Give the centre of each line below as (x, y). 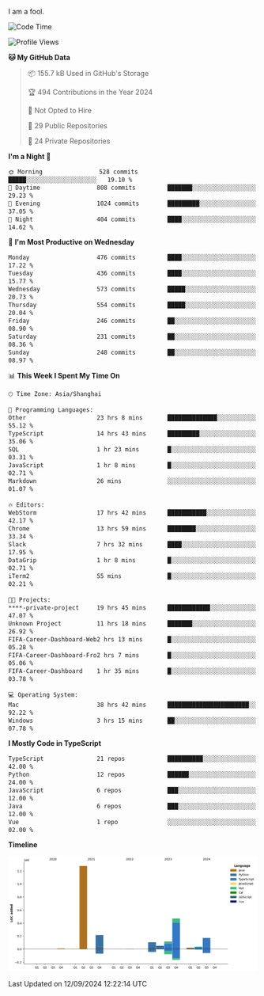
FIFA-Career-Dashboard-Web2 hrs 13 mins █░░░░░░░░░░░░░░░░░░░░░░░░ (132, 640)
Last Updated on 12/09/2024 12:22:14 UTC (78, 983)
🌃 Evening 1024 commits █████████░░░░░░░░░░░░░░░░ (132, 203)
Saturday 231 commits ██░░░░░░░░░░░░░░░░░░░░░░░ (132, 336)
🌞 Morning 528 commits (73, 172)
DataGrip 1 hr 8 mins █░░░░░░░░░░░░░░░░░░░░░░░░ (132, 561)
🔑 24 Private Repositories (69, 141)
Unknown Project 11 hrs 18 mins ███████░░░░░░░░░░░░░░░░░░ (132, 624)
